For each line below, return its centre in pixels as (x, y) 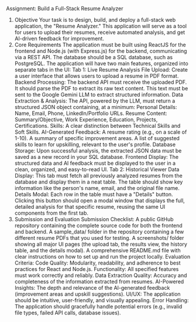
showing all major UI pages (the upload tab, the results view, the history (101, 244)
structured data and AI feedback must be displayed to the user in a (95, 163)
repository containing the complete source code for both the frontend (98, 226)
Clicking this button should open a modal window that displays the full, (100, 201)
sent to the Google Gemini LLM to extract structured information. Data (99, 94)
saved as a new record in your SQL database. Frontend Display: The (97, 157)
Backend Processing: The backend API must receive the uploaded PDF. (101, 82)
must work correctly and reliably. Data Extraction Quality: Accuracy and (101, 275)
